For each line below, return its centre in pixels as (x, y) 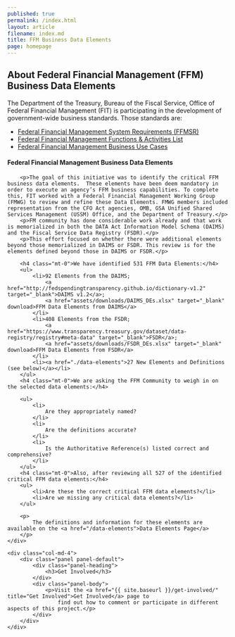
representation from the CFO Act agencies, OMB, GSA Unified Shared (110, 208)
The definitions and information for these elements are (118, 523)
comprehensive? (30, 455)
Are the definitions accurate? (91, 430)
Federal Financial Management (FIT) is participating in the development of (114, 111)
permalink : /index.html (42, 20)
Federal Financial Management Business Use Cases (93, 146)
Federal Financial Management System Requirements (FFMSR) (108, 132)
